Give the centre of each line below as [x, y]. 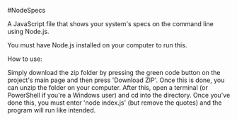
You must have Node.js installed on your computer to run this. [97, 45]
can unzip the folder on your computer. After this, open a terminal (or [108, 87]
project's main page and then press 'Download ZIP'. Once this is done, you [116, 80]
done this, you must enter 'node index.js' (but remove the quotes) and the [115, 103]
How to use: [25, 59]
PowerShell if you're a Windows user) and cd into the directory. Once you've [119, 95]
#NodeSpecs [27, 10]
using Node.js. [28, 31]
